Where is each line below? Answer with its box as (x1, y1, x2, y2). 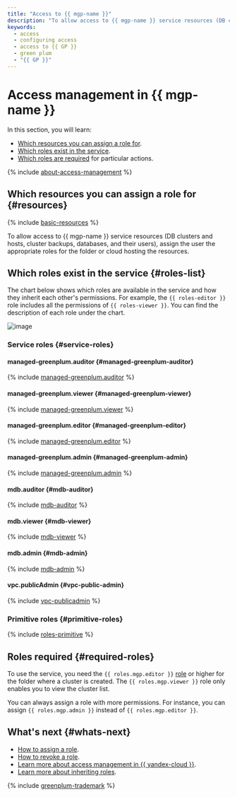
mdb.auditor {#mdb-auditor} (7, 485, 94, 494)
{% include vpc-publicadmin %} (7, 596, 101, 605)
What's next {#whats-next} (7, 726, 131, 738)
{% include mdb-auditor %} (7, 501, 88, 509)
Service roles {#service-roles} (7, 340, 114, 350)
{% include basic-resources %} (7, 218, 99, 226)
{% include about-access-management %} (7, 168, 133, 176)
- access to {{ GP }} (13, 43, 78, 50)
